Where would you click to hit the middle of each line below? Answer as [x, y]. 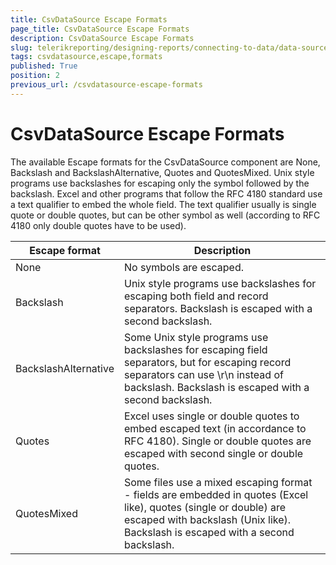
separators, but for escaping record [207, 362]
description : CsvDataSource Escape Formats [102, 38]
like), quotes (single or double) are [205, 507]
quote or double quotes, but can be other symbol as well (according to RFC [165, 215]
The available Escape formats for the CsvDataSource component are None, [165, 162]
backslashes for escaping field [195, 349]
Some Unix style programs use [196, 337]
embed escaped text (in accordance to [215, 428]
